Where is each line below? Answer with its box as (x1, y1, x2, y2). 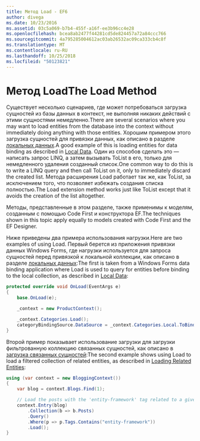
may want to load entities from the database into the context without (6, 123, 174, 130)
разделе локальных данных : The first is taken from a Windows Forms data (6, 259, 190, 267)
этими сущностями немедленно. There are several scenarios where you (6, 117, 186, 124)
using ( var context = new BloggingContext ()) (6, 375, 121, 381)
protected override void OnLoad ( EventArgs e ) (6, 284, 121, 290)
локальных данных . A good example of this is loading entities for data (6, 142, 177, 149)
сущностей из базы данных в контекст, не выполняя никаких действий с (6, 110, 191, 117)
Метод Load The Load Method (6, 84, 157, 98)
